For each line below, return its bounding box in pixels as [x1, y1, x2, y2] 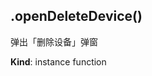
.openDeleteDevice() [10, 8, 143, 25]
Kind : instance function [10, 55, 107, 68]
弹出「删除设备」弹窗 [10, 35, 98, 48]
